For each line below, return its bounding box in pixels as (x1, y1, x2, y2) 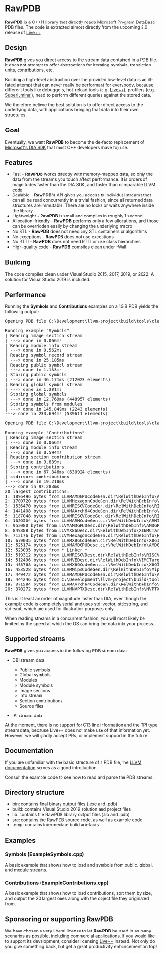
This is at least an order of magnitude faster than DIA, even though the (5, 596, 147, 601)
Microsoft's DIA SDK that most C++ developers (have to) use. (5, 144, 129, 150)
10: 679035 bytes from (5, 538, 60, 543)
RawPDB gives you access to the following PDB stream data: (5, 648, 127, 653)
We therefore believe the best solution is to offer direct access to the (5, 101, 143, 108)
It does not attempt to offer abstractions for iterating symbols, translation (5, 62, 151, 67)
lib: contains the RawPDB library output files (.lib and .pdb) (12, 812, 130, 818)
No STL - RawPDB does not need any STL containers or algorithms (12, 228, 147, 235)
